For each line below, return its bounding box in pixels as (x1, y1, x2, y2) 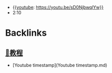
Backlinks (5, 27, 47, 39)
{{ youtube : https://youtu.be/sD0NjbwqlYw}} (12, 5, 104, 10)
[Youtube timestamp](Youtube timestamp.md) (12, 62, 107, 68)
